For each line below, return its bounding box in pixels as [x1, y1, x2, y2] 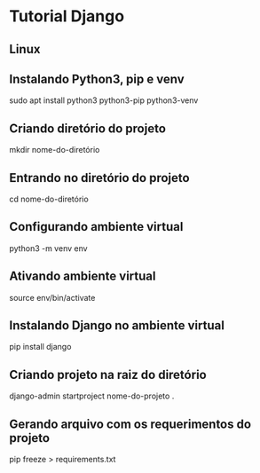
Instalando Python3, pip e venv [9, 71, 185, 86]
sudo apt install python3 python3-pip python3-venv [9, 95, 199, 106]
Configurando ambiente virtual [9, 219, 184, 234]
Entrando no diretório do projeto [9, 170, 190, 185]
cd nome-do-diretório [9, 193, 89, 205]
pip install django [9, 342, 72, 352]
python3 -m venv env [9, 242, 88, 254]
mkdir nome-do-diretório [9, 145, 100, 155]
